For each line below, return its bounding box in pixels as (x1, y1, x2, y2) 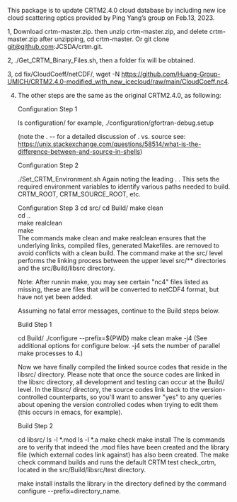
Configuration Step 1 (17, 105, 78, 113)
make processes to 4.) (17, 349, 83, 357)
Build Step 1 (17, 320, 52, 328)
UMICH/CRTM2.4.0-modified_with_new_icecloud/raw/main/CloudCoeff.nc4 (7, 77, 229, 86)
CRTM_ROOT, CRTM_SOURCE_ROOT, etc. (17, 190, 141, 198)
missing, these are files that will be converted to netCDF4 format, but (17, 285, 219, 294)
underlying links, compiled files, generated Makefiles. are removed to (17, 241, 219, 250)
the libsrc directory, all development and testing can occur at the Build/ (17, 378, 225, 386)
